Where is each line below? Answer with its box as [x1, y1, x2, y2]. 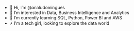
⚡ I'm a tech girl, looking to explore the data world [9, 20, 110, 26]
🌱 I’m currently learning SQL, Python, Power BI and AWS [9, 15, 122, 20]
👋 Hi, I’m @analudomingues [9, 5, 65, 10]
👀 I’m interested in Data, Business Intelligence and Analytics [9, 10, 130, 15]
